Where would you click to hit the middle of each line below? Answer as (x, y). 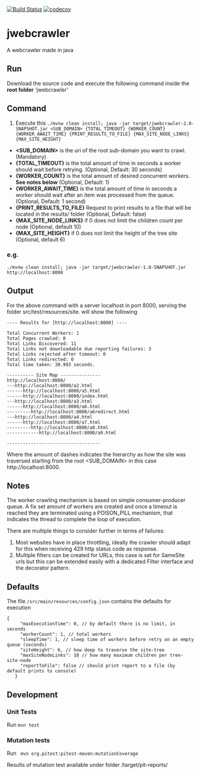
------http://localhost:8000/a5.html (54, 391)
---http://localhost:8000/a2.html (50, 386)
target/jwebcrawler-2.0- (164, 123)
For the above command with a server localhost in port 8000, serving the (97, 305)
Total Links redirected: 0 (40, 359)
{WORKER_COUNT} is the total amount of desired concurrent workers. (103, 176)
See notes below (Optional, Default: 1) (62, 182)
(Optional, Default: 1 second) (50, 201)
